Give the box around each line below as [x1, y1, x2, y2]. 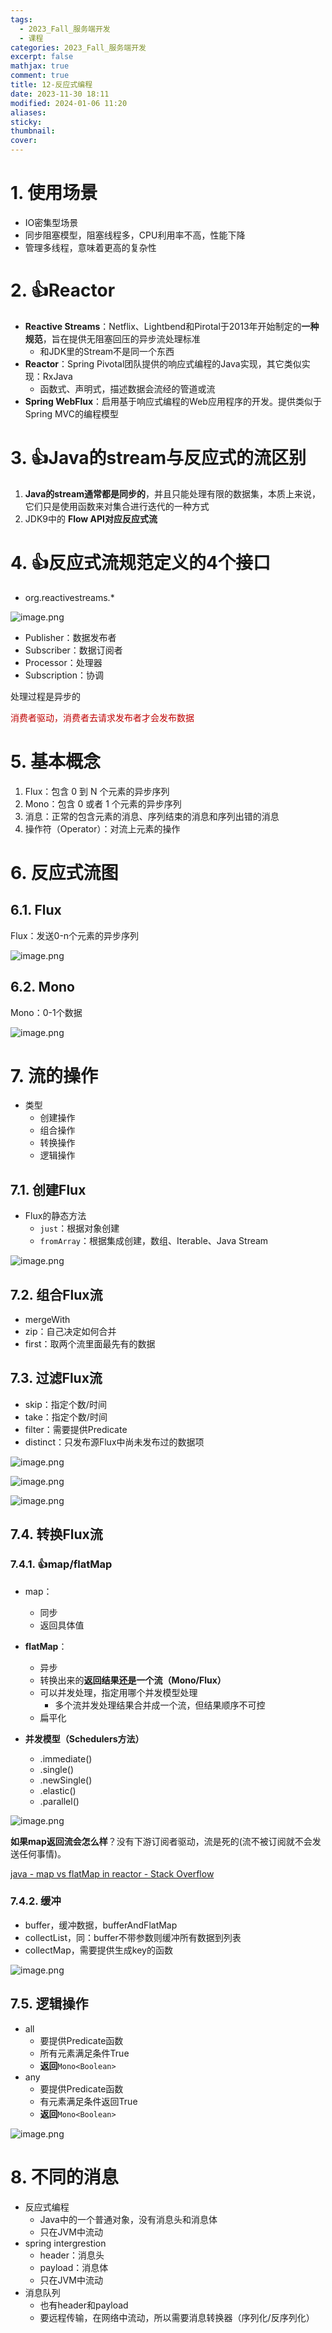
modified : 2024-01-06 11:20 [10, 98, 128, 108]
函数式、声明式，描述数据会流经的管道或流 [39, 382, 216, 395]
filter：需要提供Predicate [24, 1423, 128, 1435]
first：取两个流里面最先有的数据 [24, 1338, 156, 1350]
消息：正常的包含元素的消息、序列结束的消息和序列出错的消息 [24, 810, 280, 822]
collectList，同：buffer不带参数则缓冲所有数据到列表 [24, 1931, 242, 1943]
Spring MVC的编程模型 [24, 407, 120, 420]
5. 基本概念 [10, 750, 101, 773]
